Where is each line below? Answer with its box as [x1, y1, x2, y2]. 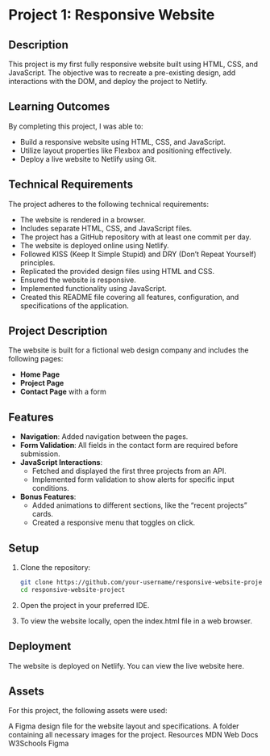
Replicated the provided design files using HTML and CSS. [19, 266, 215, 276]
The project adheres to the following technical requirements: [8, 199, 210, 209]
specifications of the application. [19, 301, 129, 310]
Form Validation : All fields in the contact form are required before [19, 441, 239, 450]
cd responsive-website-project [19, 585, 126, 593]
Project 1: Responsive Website [8, 6, 215, 24]
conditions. [31, 484, 70, 493]
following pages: [8, 354, 64, 364]
